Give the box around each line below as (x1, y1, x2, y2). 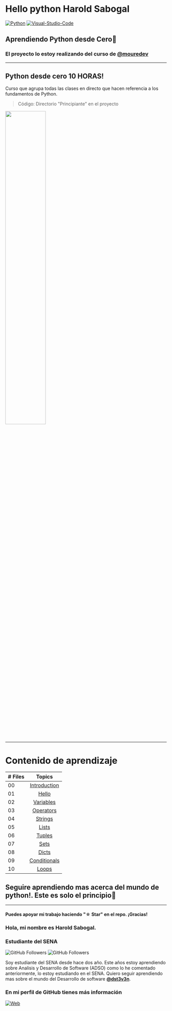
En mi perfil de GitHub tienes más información (5, 988, 122, 996)
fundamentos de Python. (5, 91, 58, 97)
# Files (8, 773, 25, 780)
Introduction (30, 782, 59, 789)
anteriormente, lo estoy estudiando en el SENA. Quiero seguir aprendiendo (5, 970, 163, 977)
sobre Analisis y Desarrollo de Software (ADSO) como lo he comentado (5, 965, 156, 971)
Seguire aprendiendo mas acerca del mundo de (5, 883, 159, 892)
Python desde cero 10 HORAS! (5, 72, 104, 81)
